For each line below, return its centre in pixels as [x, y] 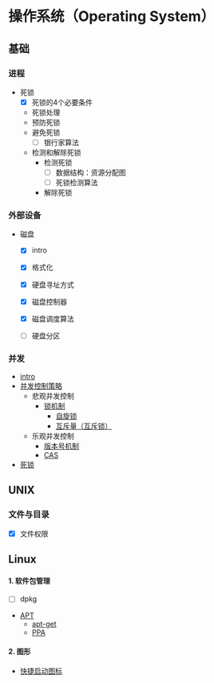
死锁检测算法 [77, 183]
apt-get [44, 624]
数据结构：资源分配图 [91, 172]
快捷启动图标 [41, 671]
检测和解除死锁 [56, 152]
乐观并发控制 [53, 436]
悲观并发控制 [53, 396]
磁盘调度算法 [53, 318]
